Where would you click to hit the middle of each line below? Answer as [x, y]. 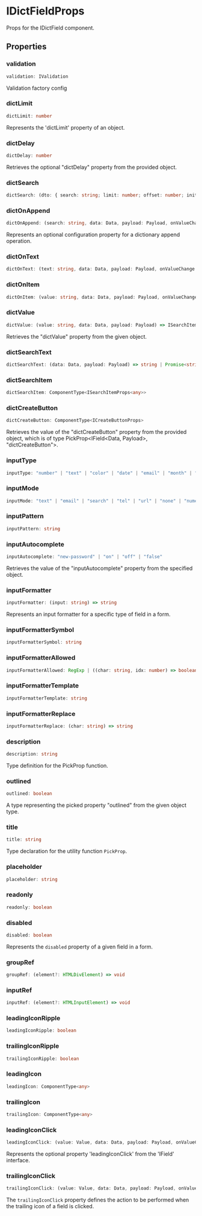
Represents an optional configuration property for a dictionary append [93, 235]
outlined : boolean [29, 794]
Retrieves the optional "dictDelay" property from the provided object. [92, 167]
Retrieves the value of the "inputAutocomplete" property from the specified [99, 568]
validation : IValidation [37, 77]
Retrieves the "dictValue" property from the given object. [77, 336]
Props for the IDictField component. [50, 28]
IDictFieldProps [45, 11]
